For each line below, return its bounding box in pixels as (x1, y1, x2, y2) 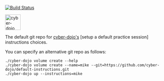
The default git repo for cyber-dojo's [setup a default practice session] (5, 34, 149, 40)
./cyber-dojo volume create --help (5, 58, 78, 63)
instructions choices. (5, 40, 48, 45)
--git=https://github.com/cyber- (91, 63, 160, 68)
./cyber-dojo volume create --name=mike (5, 63, 90, 68)
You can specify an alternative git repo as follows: (5, 49, 106, 54)
